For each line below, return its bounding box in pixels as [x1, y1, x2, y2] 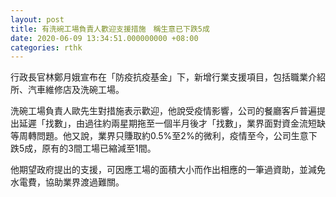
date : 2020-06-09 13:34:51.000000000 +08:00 [10, 33, 199, 43]
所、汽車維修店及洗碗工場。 [10, 84, 125, 96]
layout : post [10, 14, 65, 25]
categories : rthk [10, 42, 83, 53]
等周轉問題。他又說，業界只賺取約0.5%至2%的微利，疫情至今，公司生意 [10, 130, 309, 142]
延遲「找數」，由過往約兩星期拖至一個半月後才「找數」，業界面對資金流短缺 [18, 117, 326, 130]
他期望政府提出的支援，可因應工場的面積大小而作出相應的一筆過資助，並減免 [10, 164, 326, 176]
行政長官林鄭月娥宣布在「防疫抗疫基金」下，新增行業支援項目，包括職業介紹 [10, 71, 326, 83]
